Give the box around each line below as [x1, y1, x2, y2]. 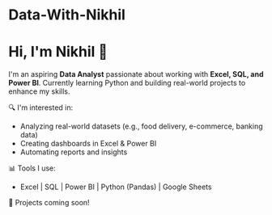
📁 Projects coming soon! [8, 198, 91, 208]
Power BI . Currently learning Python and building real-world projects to [8, 78, 246, 88]
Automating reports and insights [19, 147, 128, 157]
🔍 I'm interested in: [8, 103, 74, 112]
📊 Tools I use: [8, 163, 57, 173]
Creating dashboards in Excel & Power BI [19, 139, 157, 149]
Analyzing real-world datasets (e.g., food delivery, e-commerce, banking [19, 121, 263, 131]
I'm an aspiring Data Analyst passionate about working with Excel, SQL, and [8, 70, 265, 79]
